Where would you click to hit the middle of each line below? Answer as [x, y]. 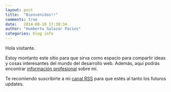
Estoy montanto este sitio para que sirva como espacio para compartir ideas [86, 58]
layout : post [19, 10]
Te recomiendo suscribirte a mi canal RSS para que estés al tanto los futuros [86, 79]
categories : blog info [29, 34]
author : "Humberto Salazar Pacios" [43, 29]
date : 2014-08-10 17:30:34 [36, 24]
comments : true [21, 19]
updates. [15, 84]
